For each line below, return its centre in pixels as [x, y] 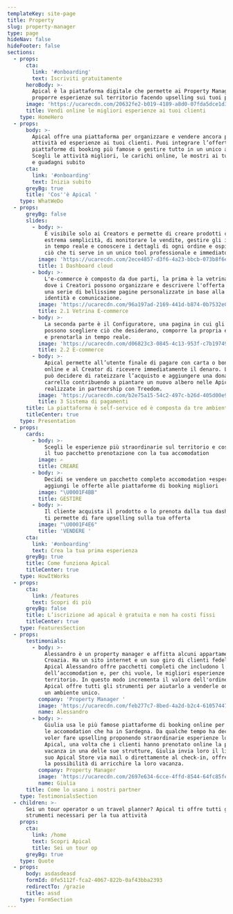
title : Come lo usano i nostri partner [83, 789]
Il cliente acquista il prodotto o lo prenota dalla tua [128, 512]
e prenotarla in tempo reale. [88, 337]
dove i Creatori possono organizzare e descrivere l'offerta [135, 285]
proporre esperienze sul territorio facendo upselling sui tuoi [127, 98]
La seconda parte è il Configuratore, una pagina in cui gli [135, 324]
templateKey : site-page [42, 14]
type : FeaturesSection [52, 628]
